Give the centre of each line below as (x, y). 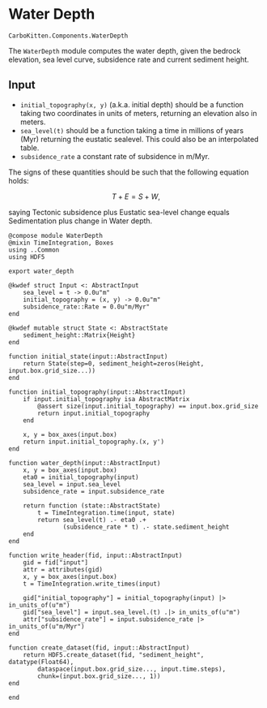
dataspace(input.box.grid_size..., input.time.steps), (132, 669)
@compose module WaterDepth (56, 235)
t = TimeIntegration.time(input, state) (106, 512)
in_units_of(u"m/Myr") (47, 626)
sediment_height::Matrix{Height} (79, 335)
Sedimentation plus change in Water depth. (81, 221)
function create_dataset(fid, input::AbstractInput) (99, 648)
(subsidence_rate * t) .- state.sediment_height (146, 527)
